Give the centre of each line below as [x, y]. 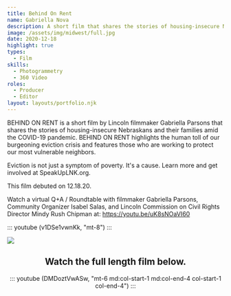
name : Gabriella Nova [38, 20]
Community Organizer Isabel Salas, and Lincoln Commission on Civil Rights [113, 207]
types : [16, 52]
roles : [16, 84]
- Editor [26, 97]
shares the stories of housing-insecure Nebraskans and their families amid [113, 130]
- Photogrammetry [38, 71]
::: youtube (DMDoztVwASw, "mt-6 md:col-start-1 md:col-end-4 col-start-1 [115, 278]
